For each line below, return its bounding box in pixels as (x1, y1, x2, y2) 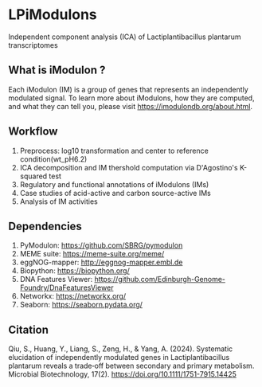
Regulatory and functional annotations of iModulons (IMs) (19, 179, 209, 189)
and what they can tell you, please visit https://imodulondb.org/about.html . (8, 101, 253, 111)
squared (19, 171, 48, 181)
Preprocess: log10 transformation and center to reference (19, 146, 209, 155)
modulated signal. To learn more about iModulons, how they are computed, (8, 93, 255, 103)
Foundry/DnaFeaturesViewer (19, 283, 114, 292)
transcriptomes (8, 40, 58, 49)
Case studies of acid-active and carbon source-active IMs (19, 188, 211, 197)
